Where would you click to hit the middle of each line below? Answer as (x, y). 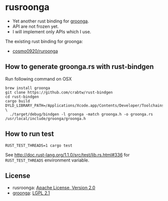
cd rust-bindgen (22, 96)
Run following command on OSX (38, 78)
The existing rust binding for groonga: (44, 41)
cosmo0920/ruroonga (35, 51)
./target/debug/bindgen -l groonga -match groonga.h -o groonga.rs (81, 114)
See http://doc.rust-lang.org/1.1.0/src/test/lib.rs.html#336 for (67, 154)
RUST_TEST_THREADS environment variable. (47, 160)
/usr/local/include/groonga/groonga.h (45, 118)
